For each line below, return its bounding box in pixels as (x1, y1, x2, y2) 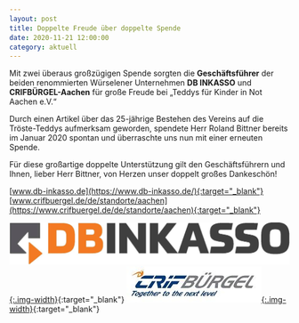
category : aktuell (9, 43, 77, 52)
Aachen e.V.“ (9, 96, 57, 107)
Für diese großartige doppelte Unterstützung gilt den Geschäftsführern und (9, 159, 286, 170)
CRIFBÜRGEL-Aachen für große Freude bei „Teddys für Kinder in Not (9, 87, 263, 98)
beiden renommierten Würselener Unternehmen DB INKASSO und (9, 77, 252, 88)
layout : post (9, 14, 58, 23)
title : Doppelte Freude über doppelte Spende (9, 23, 181, 33)
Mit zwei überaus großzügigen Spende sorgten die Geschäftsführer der (9, 68, 274, 79)
